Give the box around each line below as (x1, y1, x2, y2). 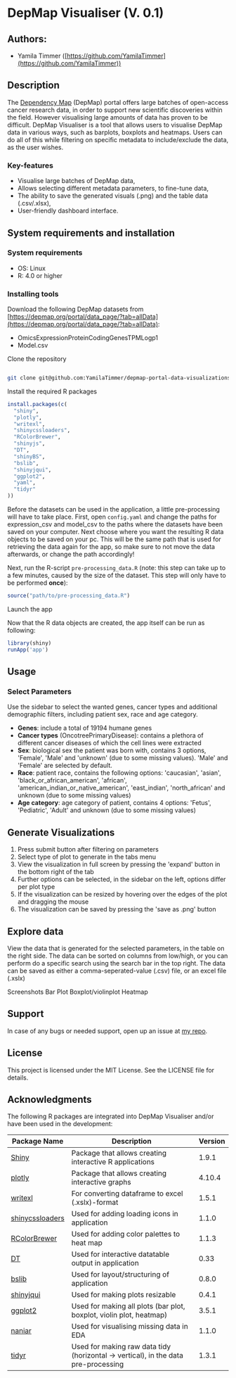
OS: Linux (17, 264, 46, 272)
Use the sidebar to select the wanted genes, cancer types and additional (7, 702, 218, 712)
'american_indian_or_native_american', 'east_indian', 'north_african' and (17, 783, 225, 792)
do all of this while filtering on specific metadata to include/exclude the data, (7, 135, 229, 144)
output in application (71, 1258, 139, 1268)
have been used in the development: (7, 1120, 113, 1128)
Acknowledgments (7, 1094, 93, 1106)
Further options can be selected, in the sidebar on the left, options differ (17, 875, 226, 884)
